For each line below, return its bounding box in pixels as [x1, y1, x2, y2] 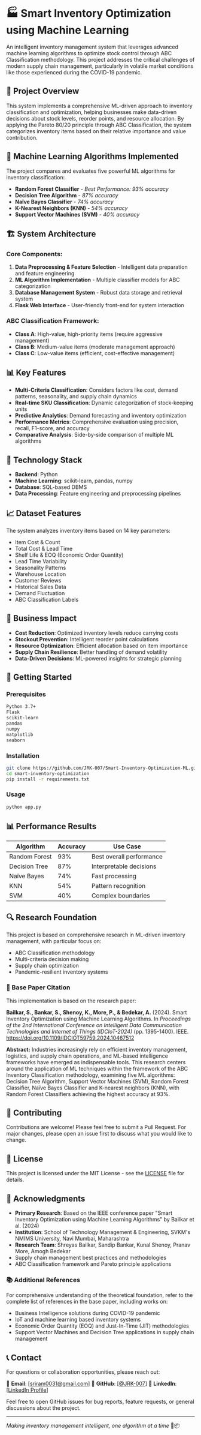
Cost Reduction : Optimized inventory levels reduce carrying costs [14, 629, 178, 637]
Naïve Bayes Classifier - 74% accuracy [14, 198, 114, 205]
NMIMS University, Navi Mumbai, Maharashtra [14, 1235, 129, 1242]
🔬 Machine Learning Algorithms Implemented [6, 151, 179, 161]
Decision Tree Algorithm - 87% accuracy [14, 191, 118, 199]
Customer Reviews [14, 577, 62, 584]
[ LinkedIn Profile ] [6, 1386, 49, 1394]
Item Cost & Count [14, 538, 60, 545]
